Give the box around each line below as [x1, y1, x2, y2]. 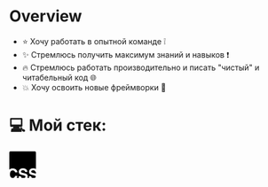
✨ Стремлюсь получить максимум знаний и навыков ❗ [21, 49, 230, 59]
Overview [9, 6, 83, 27]
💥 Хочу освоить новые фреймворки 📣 [21, 82, 167, 92]
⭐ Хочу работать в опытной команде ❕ [21, 35, 167, 46]
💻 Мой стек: [9, 115, 107, 136]
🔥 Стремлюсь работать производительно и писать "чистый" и [21, 62, 260, 73]
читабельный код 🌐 [21, 72, 98, 82]
